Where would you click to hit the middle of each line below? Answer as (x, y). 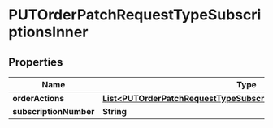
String (115, 111)
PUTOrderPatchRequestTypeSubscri (135, 15)
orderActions (39, 98)
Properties (36, 62)
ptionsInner (48, 32)
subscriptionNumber (54, 111)
